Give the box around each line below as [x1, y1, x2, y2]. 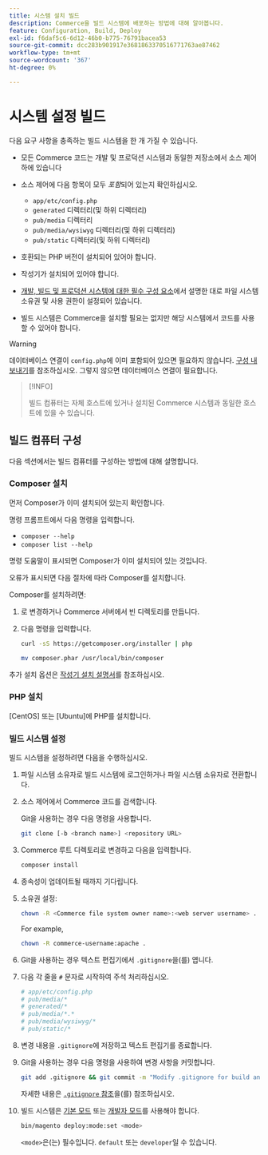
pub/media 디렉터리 [32, 215, 93, 225]
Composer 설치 [9, 478, 68, 489]
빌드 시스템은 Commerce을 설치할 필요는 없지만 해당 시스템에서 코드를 [20, 313, 240, 322]
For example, [20, 924, 64, 934]
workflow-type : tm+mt [9, 49, 81, 57]
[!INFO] [28, 381, 53, 391]
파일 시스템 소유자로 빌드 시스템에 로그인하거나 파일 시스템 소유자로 [20, 770, 230, 779]
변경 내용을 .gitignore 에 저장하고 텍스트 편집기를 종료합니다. [20, 1040, 212, 1049]
